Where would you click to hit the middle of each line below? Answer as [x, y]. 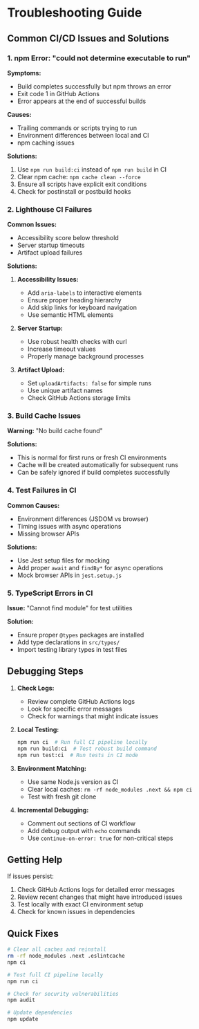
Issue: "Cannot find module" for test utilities [70, 608]
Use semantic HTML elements [70, 315]
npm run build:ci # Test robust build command [87, 749]
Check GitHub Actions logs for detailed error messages [96, 890]
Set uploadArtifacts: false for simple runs [89, 383]
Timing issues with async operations [69, 526]
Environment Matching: [52, 768]
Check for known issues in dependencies [76, 912]
